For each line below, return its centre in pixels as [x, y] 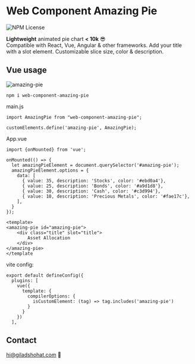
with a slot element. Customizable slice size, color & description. [85, 51]
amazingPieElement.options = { [50, 170]
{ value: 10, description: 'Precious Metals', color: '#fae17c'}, [106, 196]
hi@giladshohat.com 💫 [34, 354]
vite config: [20, 264]
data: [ [26, 175]
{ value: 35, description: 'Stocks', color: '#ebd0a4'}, [94, 181]
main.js [15, 106]
